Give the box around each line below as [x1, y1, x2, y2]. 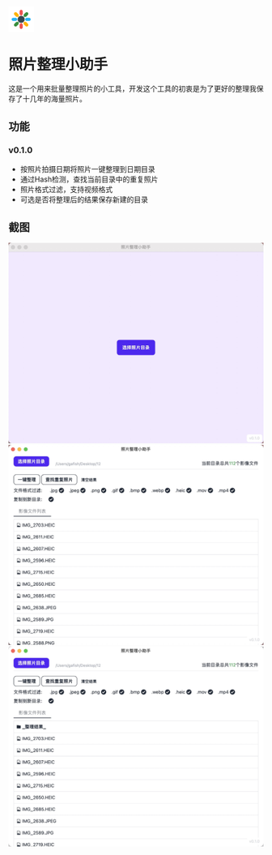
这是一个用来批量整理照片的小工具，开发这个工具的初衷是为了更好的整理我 [8, 83, 257, 93]
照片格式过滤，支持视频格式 [19, 184, 113, 194]
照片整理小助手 [8, 55, 108, 74]
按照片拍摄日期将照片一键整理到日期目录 [19, 164, 155, 173]
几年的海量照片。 [29, 93, 87, 103]
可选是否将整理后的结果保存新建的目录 [19, 195, 148, 204]
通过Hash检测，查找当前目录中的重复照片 [19, 174, 159, 184]
